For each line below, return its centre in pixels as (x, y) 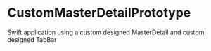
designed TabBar (32, 39)
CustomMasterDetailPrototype (99, 13)
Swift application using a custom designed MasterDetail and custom (106, 32)
